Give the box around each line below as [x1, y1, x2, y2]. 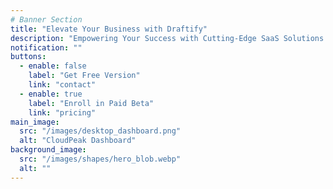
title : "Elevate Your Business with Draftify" [10, 24, 208, 34]
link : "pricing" [28, 107, 97, 118]
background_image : [10, 145, 87, 155]
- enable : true [19, 89, 83, 99]
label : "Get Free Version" [28, 71, 141, 81]
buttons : [10, 52, 47, 62]
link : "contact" [28, 80, 97, 90]
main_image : [10, 117, 60, 127]
